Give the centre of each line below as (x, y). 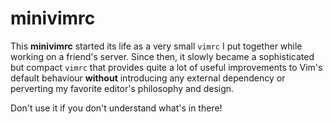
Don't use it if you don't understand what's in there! (116, 108)
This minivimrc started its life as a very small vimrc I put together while (156, 46)
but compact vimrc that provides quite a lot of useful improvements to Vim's (166, 67)
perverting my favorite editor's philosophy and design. (122, 88)
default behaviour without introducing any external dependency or (148, 78)
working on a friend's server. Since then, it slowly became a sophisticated (162, 56)
